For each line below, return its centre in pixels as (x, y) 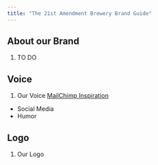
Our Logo (31, 154)
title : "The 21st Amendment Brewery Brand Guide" (80, 13)
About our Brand (43, 41)
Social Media (35, 109)
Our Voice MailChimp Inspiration (63, 96)
